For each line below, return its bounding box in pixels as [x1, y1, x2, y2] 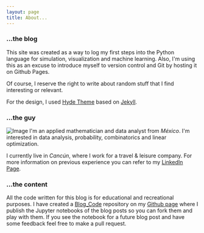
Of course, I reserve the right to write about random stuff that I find [6, 80, 175, 87]
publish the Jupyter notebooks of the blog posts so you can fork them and [6, 207, 193, 214]
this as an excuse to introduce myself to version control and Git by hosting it [6, 62, 197, 69]
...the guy [6, 113, 36, 122]
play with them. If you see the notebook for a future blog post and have [6, 213, 185, 221]
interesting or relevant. [6, 86, 63, 93]
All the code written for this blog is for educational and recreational [6, 194, 174, 201]
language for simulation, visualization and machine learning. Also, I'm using [6, 55, 195, 62]
